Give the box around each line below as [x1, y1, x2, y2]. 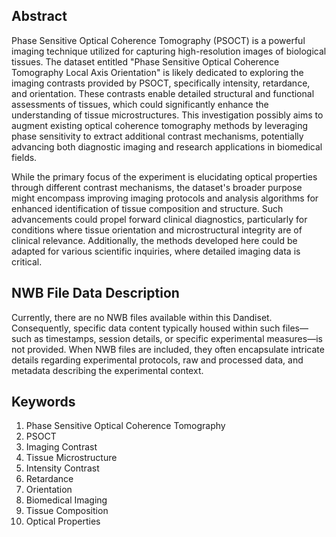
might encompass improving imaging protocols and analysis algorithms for [11, 192, 319, 204]
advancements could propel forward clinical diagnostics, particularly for [11, 213, 308, 225]
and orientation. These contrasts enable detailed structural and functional [11, 87, 315, 99]
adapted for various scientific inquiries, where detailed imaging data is [11, 245, 301, 257]
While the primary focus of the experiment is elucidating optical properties [11, 170, 318, 183]
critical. [11, 255, 43, 268]
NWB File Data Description [11, 285, 180, 302]
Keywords [11, 394, 76, 411]
